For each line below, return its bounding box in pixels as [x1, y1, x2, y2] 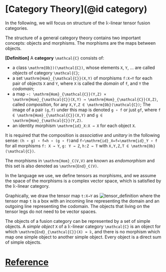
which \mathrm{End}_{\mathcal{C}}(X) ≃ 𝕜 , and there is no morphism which [5, 228, 160, 234]
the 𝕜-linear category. [5, 183, 50, 189]
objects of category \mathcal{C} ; [12, 69, 80, 75]
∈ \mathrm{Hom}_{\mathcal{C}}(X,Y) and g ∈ [12, 112, 103, 118]
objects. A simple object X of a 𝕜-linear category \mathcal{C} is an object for [5, 223, 161, 229]
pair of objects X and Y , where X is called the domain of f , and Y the [12, 80, 149, 86]
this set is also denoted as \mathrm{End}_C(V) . [5, 163, 99, 169]
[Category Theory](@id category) [5, 3, 148, 15]
